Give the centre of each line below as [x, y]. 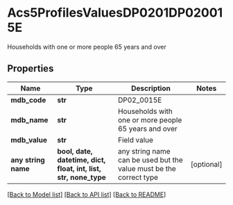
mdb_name [29, 120]
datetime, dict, [81, 160]
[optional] [206, 164]
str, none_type [81, 177]
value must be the [147, 168]
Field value [136, 140]
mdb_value [29, 140]
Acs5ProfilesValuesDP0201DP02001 [115, 13]
